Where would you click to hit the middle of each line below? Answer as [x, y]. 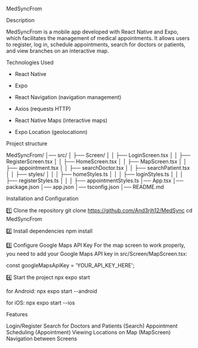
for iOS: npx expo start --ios [41, 303]
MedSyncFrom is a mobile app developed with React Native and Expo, [92, 32]
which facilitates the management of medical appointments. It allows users [98, 38]
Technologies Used [30, 62]
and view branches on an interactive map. [58, 51]
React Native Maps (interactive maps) [61, 120]
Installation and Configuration [42, 199]
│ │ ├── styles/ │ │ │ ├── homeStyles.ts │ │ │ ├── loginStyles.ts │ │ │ [95, 174]
